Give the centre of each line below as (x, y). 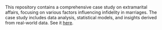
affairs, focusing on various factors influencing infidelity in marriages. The (81, 12)
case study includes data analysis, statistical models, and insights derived (81, 17)
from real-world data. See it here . (39, 23)
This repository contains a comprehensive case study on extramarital (76, 7)
